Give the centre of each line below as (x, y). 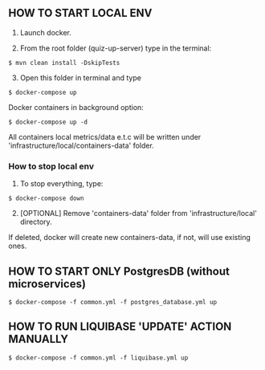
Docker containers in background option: (76, 107)
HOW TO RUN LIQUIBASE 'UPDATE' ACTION (120, 327)
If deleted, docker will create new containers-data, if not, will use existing (130, 238)
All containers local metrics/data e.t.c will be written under (105, 136)
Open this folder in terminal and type (81, 77)
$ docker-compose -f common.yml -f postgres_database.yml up (113, 302)
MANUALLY (39, 339)
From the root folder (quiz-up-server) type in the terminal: (116, 48)
